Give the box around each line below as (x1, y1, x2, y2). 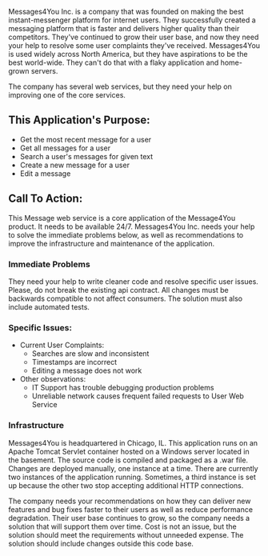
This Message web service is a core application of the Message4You (8, 213, 236, 222)
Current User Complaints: (19, 340, 105, 350)
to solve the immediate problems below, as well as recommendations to (8, 230, 244, 239)
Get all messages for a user (19, 143, 110, 153)
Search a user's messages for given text (19, 151, 154, 161)
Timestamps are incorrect (31, 358, 118, 367)
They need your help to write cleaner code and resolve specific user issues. (8, 276, 258, 286)
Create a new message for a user (19, 160, 130, 170)
